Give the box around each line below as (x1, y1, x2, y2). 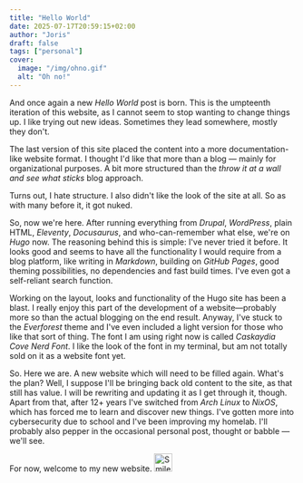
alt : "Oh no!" (17, 72, 71, 82)
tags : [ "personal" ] (9, 47, 83, 56)
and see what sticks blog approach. (9, 172, 143, 183)
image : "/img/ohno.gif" (17, 64, 107, 73)
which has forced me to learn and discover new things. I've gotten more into (9, 406, 295, 417)
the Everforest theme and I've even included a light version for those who (9, 321, 284, 332)
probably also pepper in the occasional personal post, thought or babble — (9, 425, 290, 436)
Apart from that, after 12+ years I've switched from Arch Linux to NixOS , (9, 396, 279, 408)
